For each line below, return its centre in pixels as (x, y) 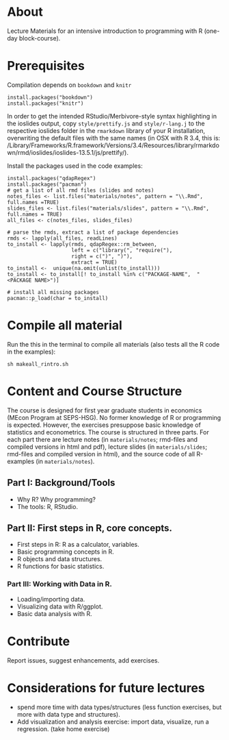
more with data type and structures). (69, 714)
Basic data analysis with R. (54, 613)
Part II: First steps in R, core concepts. (90, 528)
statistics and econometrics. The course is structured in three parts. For (108, 432)
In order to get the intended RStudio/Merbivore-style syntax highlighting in (112, 116)
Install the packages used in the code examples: (75, 166)
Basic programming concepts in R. (65, 552)
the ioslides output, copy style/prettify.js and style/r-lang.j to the (106, 123)
